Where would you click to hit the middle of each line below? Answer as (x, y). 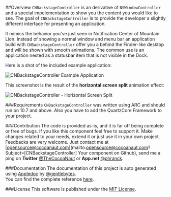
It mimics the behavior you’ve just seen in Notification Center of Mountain (82, 34)
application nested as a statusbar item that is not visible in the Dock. (77, 55)
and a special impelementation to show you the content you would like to (82, 13)
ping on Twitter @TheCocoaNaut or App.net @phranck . (64, 158)
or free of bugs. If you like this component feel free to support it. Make (79, 131)
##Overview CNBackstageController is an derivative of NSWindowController (83, 7)
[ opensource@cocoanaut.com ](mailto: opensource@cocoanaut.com (77, 147)
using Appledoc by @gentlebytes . (41, 174)
